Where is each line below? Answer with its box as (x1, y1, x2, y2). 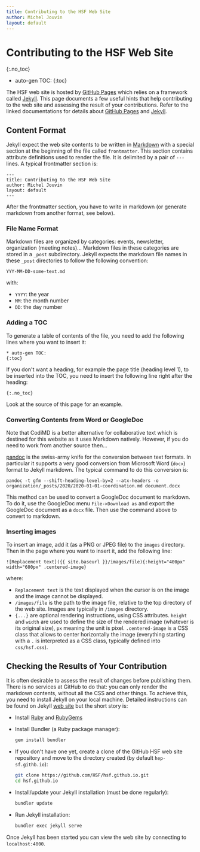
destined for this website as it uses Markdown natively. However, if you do (6, 435, 189, 443)
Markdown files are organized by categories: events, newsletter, (6, 238, 164, 245)
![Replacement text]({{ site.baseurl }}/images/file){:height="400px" (6, 559, 186, 565)
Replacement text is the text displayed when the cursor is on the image (14, 586, 190, 593)
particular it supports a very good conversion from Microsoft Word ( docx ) (6, 460, 186, 467)
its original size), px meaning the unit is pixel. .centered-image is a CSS (14, 624, 189, 632)
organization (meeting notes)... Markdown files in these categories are (6, 244, 179, 251)
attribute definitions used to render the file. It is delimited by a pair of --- (6, 154, 185, 161)
